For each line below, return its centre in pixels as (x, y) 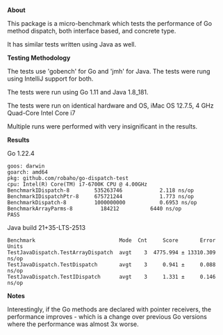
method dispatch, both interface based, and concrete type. (92, 31)
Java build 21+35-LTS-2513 (46, 228)
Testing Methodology (39, 58)
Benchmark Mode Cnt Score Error (111, 240)
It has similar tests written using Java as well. (72, 44)
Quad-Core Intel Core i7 (41, 113)
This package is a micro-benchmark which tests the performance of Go (110, 23)
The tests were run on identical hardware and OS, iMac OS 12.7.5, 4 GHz (110, 106)
